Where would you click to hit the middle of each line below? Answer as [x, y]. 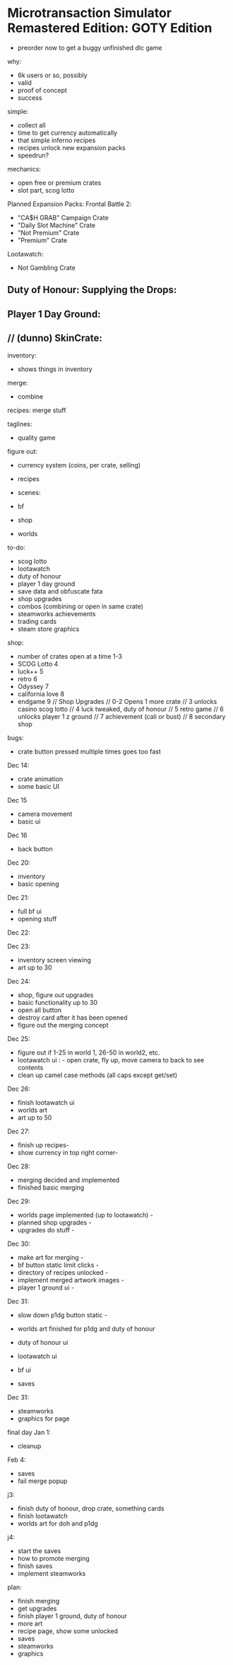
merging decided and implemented [68, 1180]
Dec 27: [19, 1131]
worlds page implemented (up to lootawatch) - [85, 1215]
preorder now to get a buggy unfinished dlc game [90, 47]
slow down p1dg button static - [62, 1314]
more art [30, 1623]
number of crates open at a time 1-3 [70, 656]
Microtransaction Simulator [89, 13]
